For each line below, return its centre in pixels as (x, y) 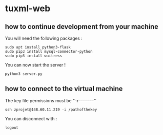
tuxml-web (28, 9)
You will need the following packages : (44, 38)
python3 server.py (24, 74)
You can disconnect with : (31, 118)
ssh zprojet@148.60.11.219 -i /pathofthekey (51, 110)
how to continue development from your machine (82, 27)
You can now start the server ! (35, 65)
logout (12, 128)
